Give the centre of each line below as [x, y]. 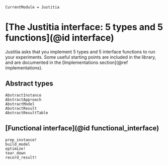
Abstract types [29, 84]
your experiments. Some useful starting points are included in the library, [81, 57]
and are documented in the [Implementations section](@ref [67, 62]
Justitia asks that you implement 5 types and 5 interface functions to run [80, 52]
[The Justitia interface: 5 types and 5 [84, 27]
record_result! [21, 157]
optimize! [16, 148]
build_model [18, 144]
